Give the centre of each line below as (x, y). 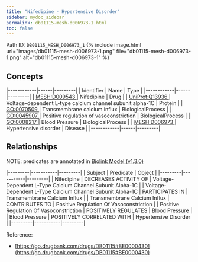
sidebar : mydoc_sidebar (35, 17)
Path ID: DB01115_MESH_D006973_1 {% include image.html (74, 45)
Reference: (20, 234)
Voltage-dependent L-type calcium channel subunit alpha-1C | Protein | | (95, 103)
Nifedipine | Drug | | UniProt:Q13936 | (125, 97)
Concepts (25, 76)
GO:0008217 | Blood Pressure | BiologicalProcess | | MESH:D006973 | (91, 122)
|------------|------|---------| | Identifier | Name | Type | (74, 91)
